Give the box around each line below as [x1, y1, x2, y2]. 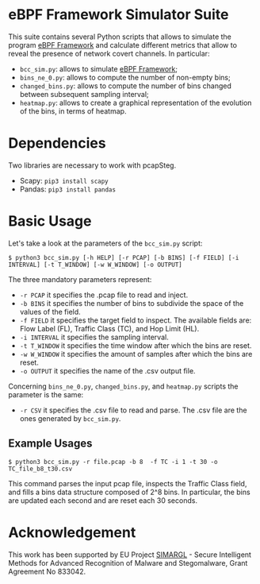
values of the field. [19, 307, 81, 316]
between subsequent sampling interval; [19, 89, 149, 99]
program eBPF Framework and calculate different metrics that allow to [8, 40, 238, 49]
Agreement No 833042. [8, 567, 86, 576]
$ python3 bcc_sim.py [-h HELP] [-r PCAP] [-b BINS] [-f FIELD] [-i [8, 253, 239, 261]
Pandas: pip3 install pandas [19, 184, 117, 194]
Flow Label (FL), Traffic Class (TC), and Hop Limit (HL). [19, 323, 200, 333]
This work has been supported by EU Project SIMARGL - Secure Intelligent [8, 550, 252, 559]
